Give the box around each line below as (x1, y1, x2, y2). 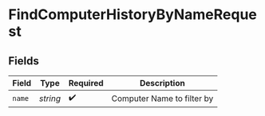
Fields (8, 54, 40, 68)
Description (139, 78, 185, 88)
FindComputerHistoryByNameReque (8, 6, 257, 24)
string (38, 93, 61, 104)
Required (68, 78, 104, 88)
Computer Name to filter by (111, 93, 214, 104)
